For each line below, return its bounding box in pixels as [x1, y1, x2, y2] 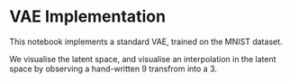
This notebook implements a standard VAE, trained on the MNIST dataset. [9, 36, 283, 47]
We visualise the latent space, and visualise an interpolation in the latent [9, 53, 276, 64]
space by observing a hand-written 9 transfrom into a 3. [9, 63, 218, 74]
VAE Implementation [9, 6, 167, 27]
